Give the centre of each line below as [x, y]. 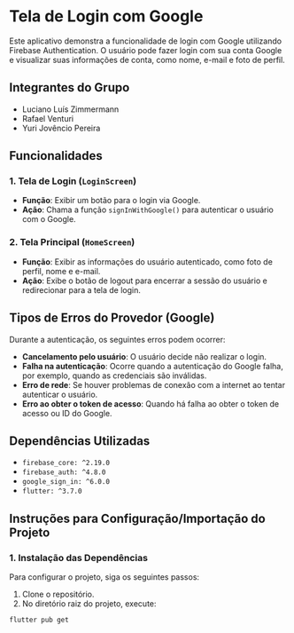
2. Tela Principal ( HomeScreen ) [72, 242]
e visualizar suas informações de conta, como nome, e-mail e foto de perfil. [147, 59]
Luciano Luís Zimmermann [70, 109]
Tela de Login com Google [106, 16]
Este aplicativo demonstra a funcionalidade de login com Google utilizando [145, 41]
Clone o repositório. [58, 594]
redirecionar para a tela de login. [81, 289]
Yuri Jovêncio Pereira [61, 128]
